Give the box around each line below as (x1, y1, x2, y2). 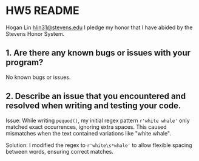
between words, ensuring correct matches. (5, 148, 113, 155)
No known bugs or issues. (5, 74, 71, 81)
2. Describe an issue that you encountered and (5, 91, 186, 101)
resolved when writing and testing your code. (5, 101, 181, 111)
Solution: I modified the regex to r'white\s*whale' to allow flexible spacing (5, 141, 192, 149)
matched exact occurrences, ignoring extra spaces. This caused (5, 123, 167, 131)
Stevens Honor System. (5, 30, 65, 37)
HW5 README (5, 4, 79, 18)
